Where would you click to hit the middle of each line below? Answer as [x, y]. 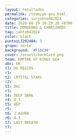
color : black [18, 37]
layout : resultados [25, 9]
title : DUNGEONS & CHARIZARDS [36, 28]
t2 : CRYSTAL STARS [23, 77]
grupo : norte [18, 46]
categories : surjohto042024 [33, 18]
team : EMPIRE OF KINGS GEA [32, 59]
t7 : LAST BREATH [21, 122]
